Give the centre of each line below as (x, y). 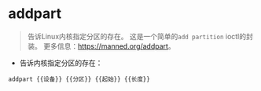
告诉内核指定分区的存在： (61, 63)
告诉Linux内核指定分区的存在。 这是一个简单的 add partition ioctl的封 (140, 36)
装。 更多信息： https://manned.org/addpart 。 (101, 46)
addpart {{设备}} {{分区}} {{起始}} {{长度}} (79, 79)
